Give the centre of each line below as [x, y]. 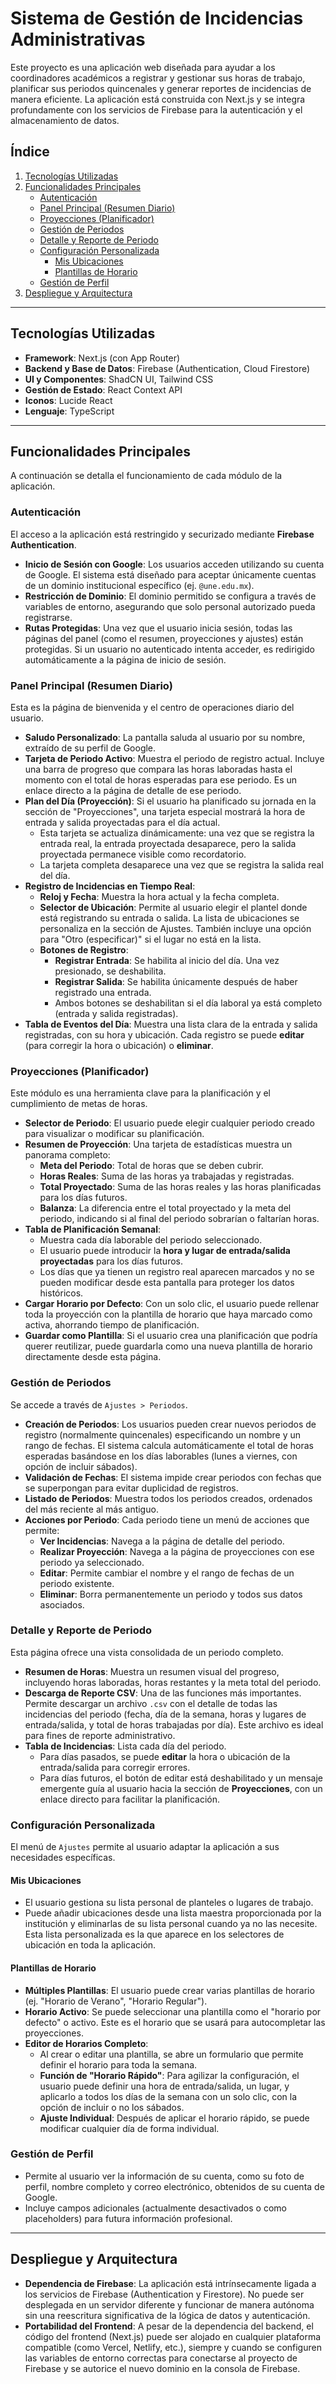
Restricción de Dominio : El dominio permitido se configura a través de [170, 596]
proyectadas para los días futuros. [111, 1261]
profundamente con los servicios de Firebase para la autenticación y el [156, 109]
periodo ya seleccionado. [92, 1562]
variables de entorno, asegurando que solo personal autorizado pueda [170, 606]
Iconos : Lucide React [68, 400]
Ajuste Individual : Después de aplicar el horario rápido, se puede [174, 2118]
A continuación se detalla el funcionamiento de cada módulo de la [146, 476]
